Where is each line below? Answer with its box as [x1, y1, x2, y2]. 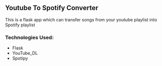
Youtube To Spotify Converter [5, 4, 99, 12]
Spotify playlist [5, 22, 35, 28]
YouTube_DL [12, 50, 38, 56]
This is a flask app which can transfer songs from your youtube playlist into [5, 16, 157, 22]
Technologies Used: [5, 34, 54, 41]
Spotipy [12, 55, 28, 61]
